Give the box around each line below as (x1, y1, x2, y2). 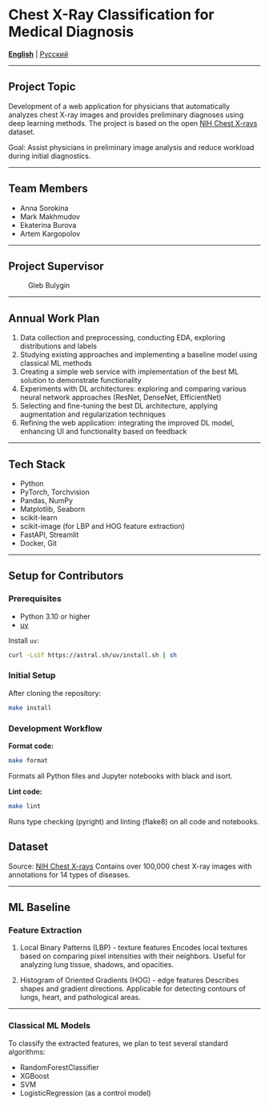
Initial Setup (8, 670, 56, 681)
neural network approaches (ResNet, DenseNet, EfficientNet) (19, 392, 222, 402)
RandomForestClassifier (19, 1062, 100, 1072)
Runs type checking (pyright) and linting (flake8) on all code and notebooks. (8, 816, 260, 826)
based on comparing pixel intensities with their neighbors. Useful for (19, 951, 247, 961)
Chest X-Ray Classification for (8, 6, 215, 24)
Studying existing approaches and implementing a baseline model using (19, 350, 258, 360)
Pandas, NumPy (19, 496, 74, 505)
